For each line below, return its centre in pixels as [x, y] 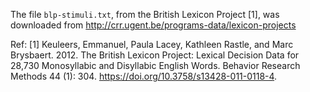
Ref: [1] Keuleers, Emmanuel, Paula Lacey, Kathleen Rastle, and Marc [152, 44]
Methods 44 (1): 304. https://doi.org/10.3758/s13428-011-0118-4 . [144, 76]
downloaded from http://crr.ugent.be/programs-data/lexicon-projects [153, 25]
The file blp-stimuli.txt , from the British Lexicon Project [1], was [145, 14]
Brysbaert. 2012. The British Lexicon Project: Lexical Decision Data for [155, 55]
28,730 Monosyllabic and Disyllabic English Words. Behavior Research [155, 65]
